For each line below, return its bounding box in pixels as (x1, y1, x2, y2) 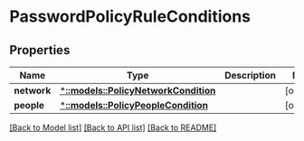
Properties (9, 42, 71, 58)
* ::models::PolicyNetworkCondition (59, 84, 216, 97)
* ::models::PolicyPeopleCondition (59, 99, 208, 111)
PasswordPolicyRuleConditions (9, 6, 252, 27)
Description (224, 70, 276, 81)
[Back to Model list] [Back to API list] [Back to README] (9, 122, 217, 133)
